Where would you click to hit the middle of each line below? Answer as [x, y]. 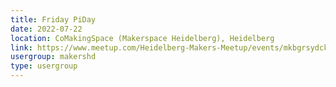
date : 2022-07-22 [46, 29]
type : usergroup [44, 66]
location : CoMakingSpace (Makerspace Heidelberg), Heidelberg [142, 38]
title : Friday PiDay [53, 19]
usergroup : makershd [53, 57]
